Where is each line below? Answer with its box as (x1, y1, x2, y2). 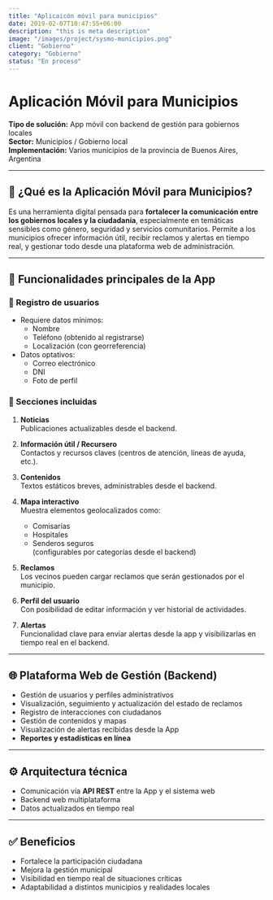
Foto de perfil (32, 376, 78, 386)
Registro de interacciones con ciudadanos (19, 707, 162, 717)
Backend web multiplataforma (19, 795, 121, 805)
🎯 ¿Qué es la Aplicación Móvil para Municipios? (8, 185, 253, 199)
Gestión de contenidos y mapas (19, 716, 128, 726)
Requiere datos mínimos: (19, 315, 104, 325)
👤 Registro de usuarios (8, 296, 100, 308)
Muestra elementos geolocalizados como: (19, 505, 161, 515)
